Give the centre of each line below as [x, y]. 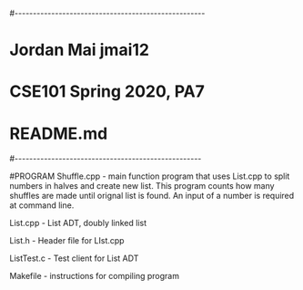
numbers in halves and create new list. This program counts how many [142, 186]
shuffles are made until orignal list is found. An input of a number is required [152, 196]
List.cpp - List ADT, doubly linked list [78, 223]
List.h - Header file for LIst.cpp [67, 241]
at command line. [42, 205]
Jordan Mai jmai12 [80, 50]
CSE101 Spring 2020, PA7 [107, 92]
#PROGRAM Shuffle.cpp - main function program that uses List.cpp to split [150, 176]
